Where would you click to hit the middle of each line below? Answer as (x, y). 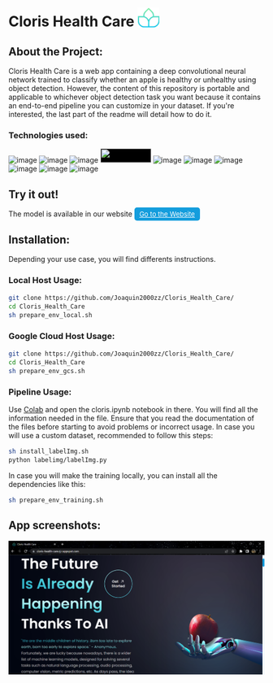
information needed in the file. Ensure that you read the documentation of (131, 418)
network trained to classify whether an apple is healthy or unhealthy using (132, 80)
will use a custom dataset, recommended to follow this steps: (111, 436)
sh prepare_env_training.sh (56, 500)
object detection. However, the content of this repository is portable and (129, 88)
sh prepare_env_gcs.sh (47, 371)
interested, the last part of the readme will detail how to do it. (110, 114)
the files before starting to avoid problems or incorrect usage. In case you (132, 427)
